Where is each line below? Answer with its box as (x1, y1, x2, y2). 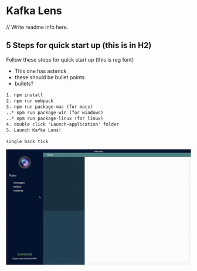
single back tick (6, 138, 49, 144)
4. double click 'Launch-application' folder (6, 121, 119, 127)
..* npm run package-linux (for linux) (6, 116, 104, 121)
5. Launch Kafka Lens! (6, 127, 62, 133)
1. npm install (6, 92, 43, 98)
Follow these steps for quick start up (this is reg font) (6, 56, 134, 63)
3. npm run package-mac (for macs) (6, 104, 93, 110)
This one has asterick (14, 67, 67, 74)
